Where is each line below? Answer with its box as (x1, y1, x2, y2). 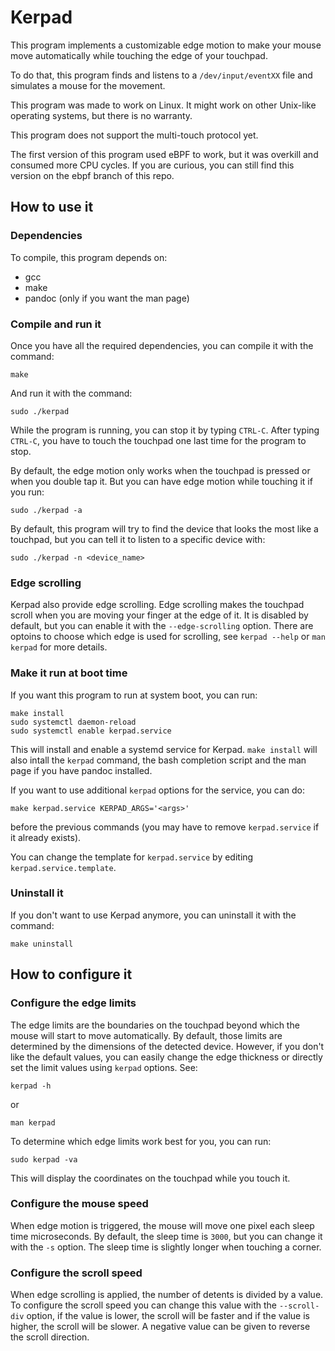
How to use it (10, 199, 94, 216)
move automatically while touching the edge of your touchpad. (10, 49, 268, 61)
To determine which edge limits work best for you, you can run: (10, 1135, 272, 1147)
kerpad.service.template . (10, 861, 117, 873)
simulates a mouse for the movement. (10, 79, 166, 91)
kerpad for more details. (10, 641, 108, 653)
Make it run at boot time (10, 666, 128, 680)
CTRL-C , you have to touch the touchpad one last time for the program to (10, 434, 307, 446)
